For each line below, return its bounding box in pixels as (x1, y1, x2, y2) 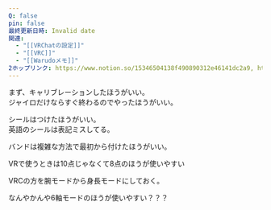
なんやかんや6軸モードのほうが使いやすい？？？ (8, 192, 169, 202)
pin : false (8, 19, 45, 27)
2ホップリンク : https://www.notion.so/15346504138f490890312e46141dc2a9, (8, 64, 254, 72)
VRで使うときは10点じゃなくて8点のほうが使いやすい (8, 159, 186, 168)
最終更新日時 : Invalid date (8, 27, 95, 35)
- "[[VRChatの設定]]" (15, 42, 85, 50)
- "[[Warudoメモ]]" (15, 57, 79, 65)
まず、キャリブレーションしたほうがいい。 (8, 87, 149, 97)
